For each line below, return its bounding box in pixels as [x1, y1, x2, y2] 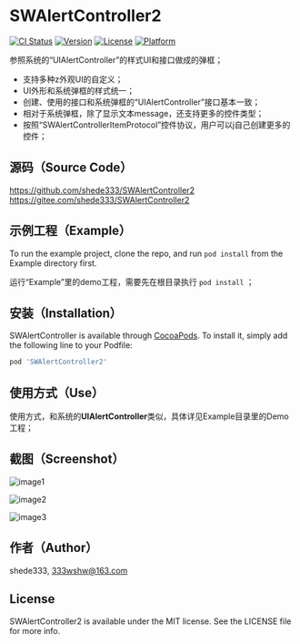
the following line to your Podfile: [9, 340, 134, 351]
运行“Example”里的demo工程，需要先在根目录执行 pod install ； [9, 276, 255, 287]
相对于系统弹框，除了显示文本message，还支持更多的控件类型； [22, 107, 265, 118]
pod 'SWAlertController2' [9, 357, 107, 367]
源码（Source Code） [9, 160, 133, 176]
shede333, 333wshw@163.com [9, 565, 128, 576]
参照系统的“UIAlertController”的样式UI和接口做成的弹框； [9, 54, 224, 65]
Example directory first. [9, 257, 97, 269]
